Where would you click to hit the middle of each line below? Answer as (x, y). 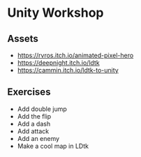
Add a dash (34, 124)
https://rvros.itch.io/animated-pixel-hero (75, 55)
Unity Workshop (55, 13)
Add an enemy (38, 138)
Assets (23, 39)
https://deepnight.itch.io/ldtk (58, 63)
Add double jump (42, 109)
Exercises (29, 92)
